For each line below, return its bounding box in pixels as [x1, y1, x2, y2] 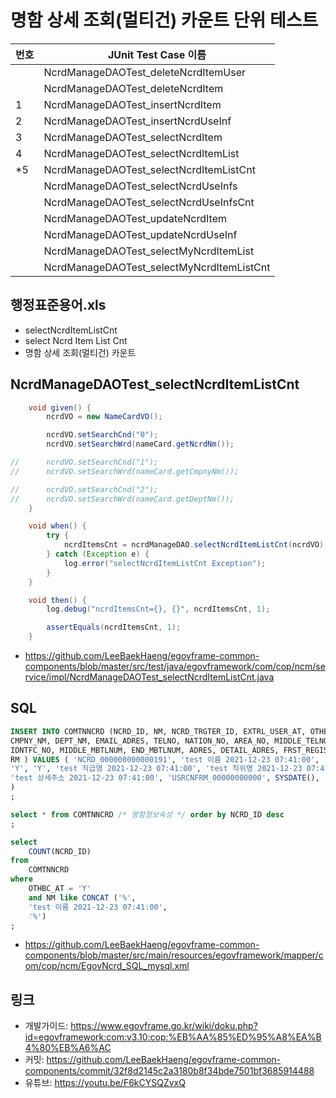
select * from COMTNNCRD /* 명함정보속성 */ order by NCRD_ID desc [10, 809, 285, 820]
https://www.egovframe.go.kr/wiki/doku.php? [70, 1020, 258, 1032]
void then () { [28, 595, 87, 605]
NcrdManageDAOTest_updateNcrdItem [43, 211, 227, 225]
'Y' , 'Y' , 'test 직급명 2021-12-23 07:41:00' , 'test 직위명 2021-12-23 [10, 764, 303, 774]
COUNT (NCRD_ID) [28, 846, 92, 856]
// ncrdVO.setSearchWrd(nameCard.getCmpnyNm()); [10, 466, 240, 476]
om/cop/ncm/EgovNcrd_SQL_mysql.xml [24, 960, 190, 972]
